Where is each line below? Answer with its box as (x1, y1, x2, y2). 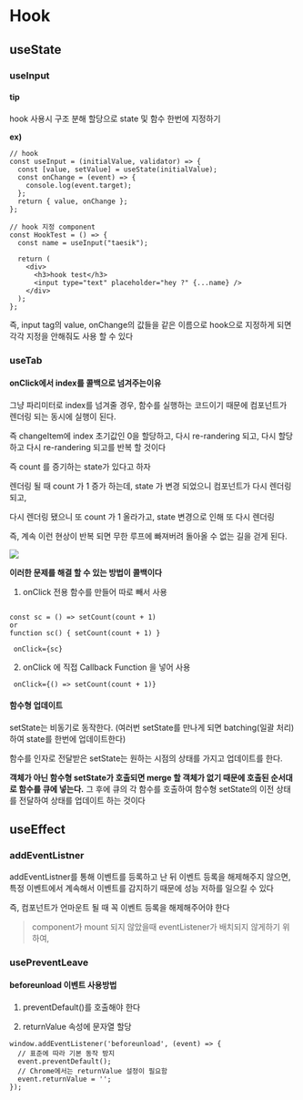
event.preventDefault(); (17, 1056, 112, 1066)
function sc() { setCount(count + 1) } (9, 628, 161, 638)
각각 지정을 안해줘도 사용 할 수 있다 (9, 330, 134, 342)
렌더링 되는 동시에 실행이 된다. (9, 411, 116, 422)
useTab (9, 354, 43, 366)
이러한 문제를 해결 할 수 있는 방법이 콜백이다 (9, 567, 162, 578)
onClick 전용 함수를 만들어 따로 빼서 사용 (22, 586, 168, 597)
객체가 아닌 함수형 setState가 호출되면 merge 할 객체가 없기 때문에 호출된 (9, 772, 269, 784)
